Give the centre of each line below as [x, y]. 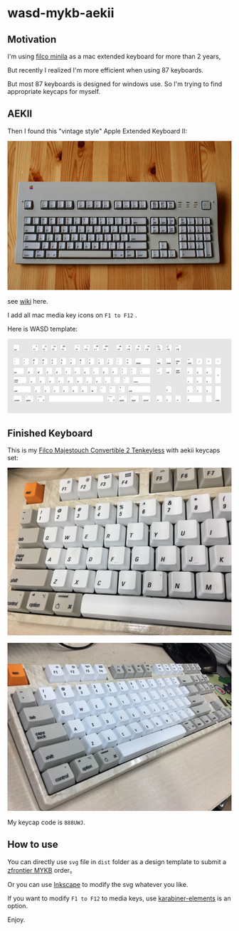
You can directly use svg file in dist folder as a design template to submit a [117, 861]
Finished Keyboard [50, 433]
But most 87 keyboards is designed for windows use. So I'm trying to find [115, 84]
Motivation [32, 39]
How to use [33, 845]
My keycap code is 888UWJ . [46, 822]
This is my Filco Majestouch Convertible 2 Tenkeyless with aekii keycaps [114, 450]
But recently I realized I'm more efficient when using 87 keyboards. [106, 70]
